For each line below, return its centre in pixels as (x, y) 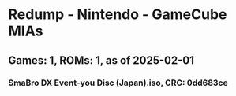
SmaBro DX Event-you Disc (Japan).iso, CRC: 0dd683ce (118, 83)
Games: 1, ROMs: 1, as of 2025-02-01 (101, 60)
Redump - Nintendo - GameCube (118, 15)
